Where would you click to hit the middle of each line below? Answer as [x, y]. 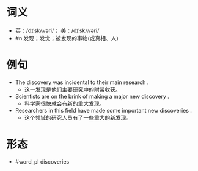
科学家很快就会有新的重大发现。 [64, 103]
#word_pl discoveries [42, 161]
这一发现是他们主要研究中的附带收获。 [72, 89]
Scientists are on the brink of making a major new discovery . [92, 96]
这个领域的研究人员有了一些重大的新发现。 [78, 117]
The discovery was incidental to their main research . [82, 82]
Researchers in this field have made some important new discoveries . [104, 110]
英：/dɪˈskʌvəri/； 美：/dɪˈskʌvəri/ [57, 30]
